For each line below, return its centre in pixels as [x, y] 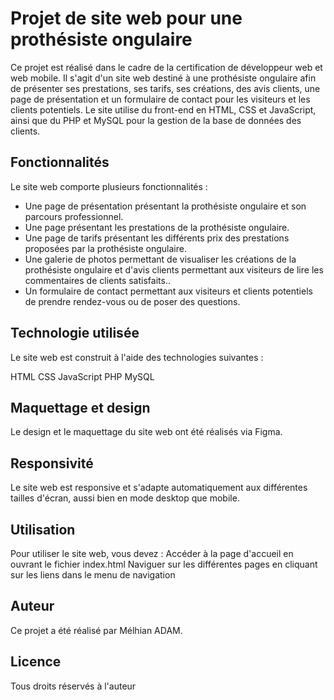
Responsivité [52, 463]
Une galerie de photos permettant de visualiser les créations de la [160, 259]
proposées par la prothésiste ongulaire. [105, 248]
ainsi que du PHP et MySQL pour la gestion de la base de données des [156, 120]
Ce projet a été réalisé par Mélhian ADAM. [96, 630]
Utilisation [43, 529]
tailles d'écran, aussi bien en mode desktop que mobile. [125, 498]
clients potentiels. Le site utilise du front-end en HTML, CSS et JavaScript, [163, 109]
